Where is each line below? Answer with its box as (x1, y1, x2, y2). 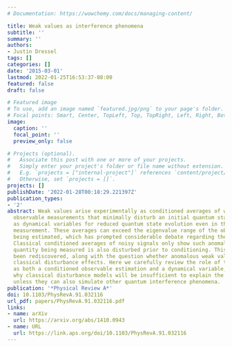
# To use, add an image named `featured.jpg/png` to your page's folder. (7, 106, 224, 112)
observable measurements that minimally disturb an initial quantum (13, 215, 215, 221)
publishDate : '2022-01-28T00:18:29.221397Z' (7, 188, 137, 195)
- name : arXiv (7, 310, 48, 317)
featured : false (7, 80, 54, 87)
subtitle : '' (7, 29, 45, 36)
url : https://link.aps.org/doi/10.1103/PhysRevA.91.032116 (13, 330, 187, 337)
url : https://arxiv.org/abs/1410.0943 (13, 317, 126, 324)
